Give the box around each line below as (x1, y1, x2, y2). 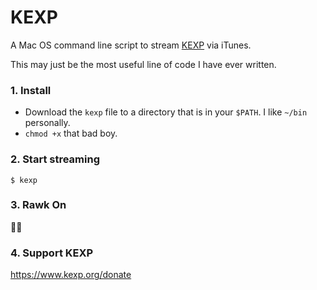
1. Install (10, 83, 52, 97)
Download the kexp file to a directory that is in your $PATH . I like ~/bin (24, 106, 308, 118)
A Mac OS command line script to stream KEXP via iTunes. (10, 39, 252, 51)
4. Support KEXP (10, 246, 94, 260)
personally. (24, 117, 71, 129)
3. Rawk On (10, 198, 67, 212)
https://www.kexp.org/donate (10, 269, 132, 281)
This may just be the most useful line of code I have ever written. (10, 58, 277, 70)
